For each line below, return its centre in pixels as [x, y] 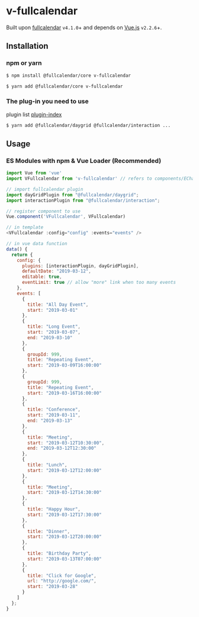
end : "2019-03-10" [50, 337]
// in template [25, 227]
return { [22, 255]
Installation [27, 46]
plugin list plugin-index [34, 114]
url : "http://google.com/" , [62, 581]
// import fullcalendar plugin [45, 189]
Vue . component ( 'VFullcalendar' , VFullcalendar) [66, 217]
